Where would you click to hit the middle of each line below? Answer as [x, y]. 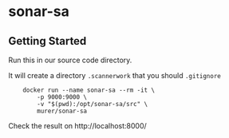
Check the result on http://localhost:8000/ [78, 126]
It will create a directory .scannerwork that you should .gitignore [115, 75]
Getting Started [47, 41]
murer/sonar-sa [62, 111]
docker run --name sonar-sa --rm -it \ [89, 90]
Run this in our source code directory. [70, 60]
